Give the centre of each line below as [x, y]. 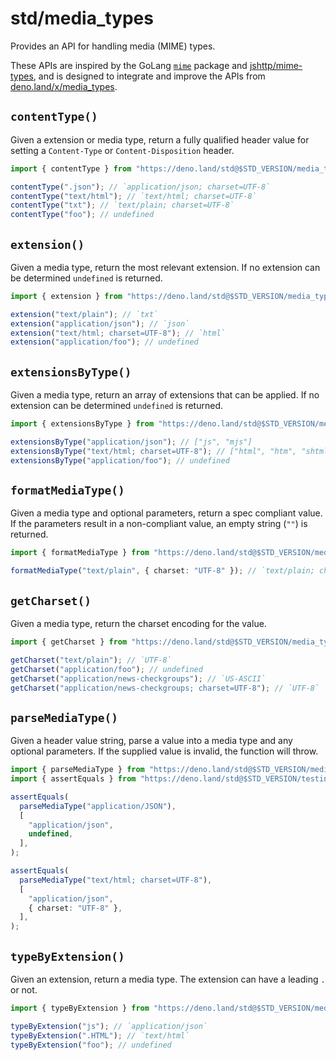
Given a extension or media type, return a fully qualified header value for [160, 139]
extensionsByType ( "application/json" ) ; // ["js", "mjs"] [131, 442]
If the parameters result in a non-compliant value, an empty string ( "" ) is [159, 524]
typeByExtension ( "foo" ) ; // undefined [91, 1045]
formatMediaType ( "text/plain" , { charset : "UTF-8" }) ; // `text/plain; [162, 571]
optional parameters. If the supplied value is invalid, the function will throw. [164, 751]
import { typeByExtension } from [80, 1008]
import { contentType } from [71, 168]
